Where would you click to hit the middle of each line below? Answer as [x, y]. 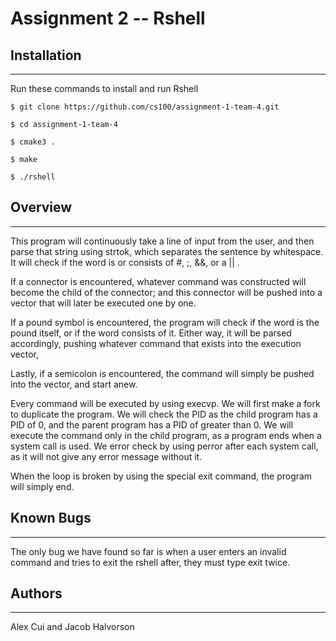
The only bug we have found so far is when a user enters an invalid [148, 551]
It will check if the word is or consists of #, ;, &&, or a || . [125, 262]
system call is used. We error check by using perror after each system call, [164, 446]
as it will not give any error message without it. [106, 456]
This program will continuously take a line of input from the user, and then [162, 241]
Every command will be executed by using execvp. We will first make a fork [165, 403]
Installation [46, 55]
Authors [36, 593]
